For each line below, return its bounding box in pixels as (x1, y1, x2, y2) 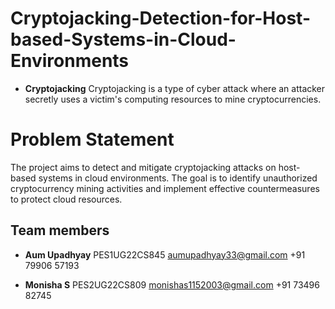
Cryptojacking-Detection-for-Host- (10, 7, 312, 30)
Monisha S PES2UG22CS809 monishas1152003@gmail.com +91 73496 (24, 278, 320, 291)
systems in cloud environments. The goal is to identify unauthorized (38, 172, 318, 184)
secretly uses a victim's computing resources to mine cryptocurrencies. (24, 93, 322, 105)
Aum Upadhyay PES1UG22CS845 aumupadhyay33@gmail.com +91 (24, 248, 306, 261)
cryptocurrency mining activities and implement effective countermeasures (10, 182, 320, 194)
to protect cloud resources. (10, 193, 123, 205)
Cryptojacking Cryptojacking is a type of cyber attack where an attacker (24, 82, 326, 94)
